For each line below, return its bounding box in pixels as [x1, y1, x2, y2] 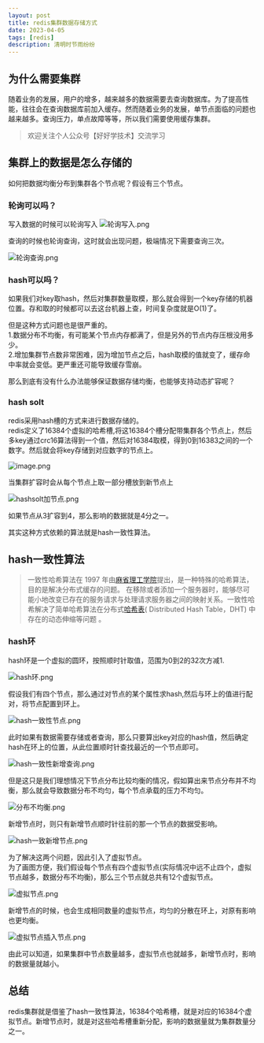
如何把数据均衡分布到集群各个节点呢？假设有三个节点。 [8, 178, 187, 187]
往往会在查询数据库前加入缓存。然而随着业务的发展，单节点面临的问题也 [21, 104, 256, 113]
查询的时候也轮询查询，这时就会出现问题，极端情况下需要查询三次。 [8, 236, 229, 246]
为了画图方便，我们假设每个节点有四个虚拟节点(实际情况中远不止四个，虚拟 [8, 862, 252, 871]
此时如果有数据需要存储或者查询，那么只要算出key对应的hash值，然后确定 [8, 732, 249, 741]
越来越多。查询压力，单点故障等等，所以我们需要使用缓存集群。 [8, 113, 214, 123]
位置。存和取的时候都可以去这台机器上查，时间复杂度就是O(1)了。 [8, 304, 222, 314]
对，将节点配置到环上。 [8, 699, 84, 708]
